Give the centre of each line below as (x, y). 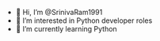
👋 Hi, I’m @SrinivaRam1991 (59, 12)
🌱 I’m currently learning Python (66, 29)
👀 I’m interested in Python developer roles (84, 20)
